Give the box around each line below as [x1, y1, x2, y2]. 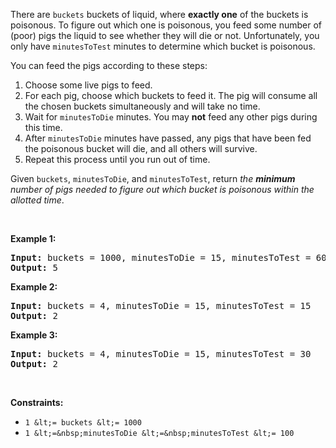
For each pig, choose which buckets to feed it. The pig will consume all [24, 90, 318, 101]
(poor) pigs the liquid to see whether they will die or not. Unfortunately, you [10, 30, 320, 41]
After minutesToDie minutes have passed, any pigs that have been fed [24, 132, 312, 144]
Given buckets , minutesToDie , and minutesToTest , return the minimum [10, 173, 296, 184]
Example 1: [10, 233, 57, 244]
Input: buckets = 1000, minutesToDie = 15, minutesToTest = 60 [10, 252, 327, 263]
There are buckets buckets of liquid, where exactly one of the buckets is [10, 9, 309, 20]
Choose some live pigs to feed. [24, 79, 153, 91]
